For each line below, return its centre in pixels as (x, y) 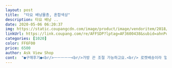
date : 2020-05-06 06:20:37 (34, 24)
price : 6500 (18, 48)
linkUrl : (15, 34)
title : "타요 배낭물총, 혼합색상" (38, 15)
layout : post (19, 10)
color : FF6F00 (20, 43)
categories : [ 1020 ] (26, 39)
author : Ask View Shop (29, 53)
